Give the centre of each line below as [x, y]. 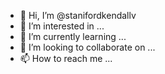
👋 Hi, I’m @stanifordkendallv [78, 15]
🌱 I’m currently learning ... [73, 36]
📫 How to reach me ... [66, 58]
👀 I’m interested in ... [62, 26]
